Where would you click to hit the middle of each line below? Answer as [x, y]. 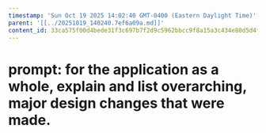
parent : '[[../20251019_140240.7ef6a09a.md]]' [86, 23]
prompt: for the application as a [114, 69]
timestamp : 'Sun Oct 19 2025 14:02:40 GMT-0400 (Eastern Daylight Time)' [133, 15]
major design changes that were [116, 103]
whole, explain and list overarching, [127, 86]
